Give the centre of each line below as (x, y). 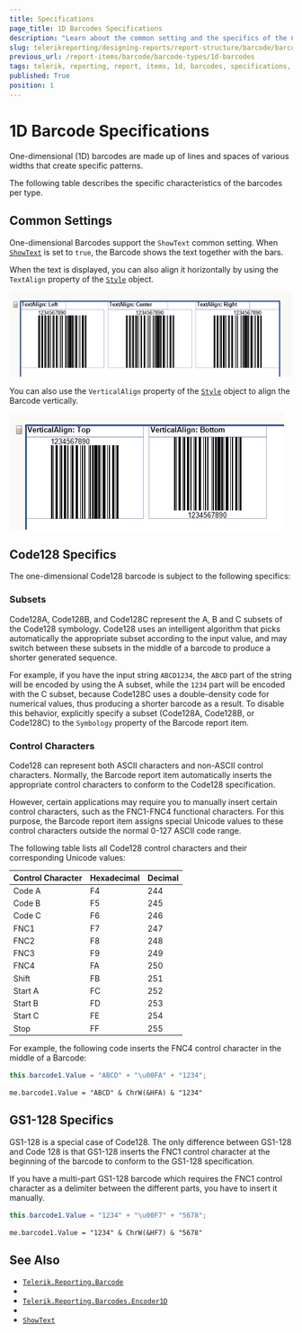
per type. (26, 192)
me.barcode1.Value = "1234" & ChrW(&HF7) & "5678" (106, 1232)
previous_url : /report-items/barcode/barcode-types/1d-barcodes (132, 57)
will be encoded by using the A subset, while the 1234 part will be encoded (147, 684)
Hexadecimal (115, 878)
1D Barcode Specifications (109, 131)
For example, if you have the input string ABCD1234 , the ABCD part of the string (151, 675)
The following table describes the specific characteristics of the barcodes (146, 183)
